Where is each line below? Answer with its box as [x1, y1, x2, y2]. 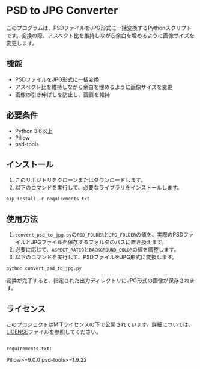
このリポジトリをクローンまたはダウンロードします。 [14, 176, 146, 184]
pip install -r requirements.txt [6, 196, 90, 202]
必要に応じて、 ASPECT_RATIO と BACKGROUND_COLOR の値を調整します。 [14, 246, 180, 253]
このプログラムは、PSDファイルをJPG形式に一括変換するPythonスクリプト [6, 24, 192, 31]
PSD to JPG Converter [6, 4, 118, 17]
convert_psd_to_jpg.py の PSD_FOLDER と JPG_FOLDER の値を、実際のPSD [14, 231, 184, 238]
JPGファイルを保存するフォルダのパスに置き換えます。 [31, 238, 167, 246]
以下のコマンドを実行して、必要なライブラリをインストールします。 [14, 184, 183, 191]
